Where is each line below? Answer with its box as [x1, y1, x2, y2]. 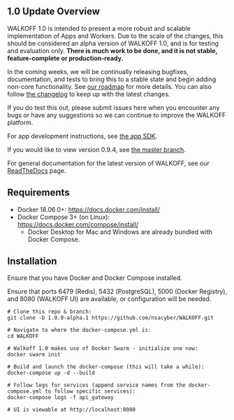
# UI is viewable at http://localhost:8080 [7, 406, 136, 414]
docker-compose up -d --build [7, 370, 96, 377]
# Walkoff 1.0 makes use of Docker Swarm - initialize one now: [7, 345, 198, 352]
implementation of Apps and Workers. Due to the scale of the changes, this [7, 31, 224, 40]
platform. [7, 118, 34, 127]
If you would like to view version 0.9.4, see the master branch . [7, 145, 187, 153]
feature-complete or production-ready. [7, 54, 124, 62]
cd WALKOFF [7, 332, 39, 340]
